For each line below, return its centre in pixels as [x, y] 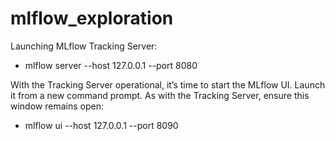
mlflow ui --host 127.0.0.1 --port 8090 [101, 125]
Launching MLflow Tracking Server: [84, 46]
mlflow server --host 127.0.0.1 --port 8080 [111, 65]
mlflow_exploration [92, 18]
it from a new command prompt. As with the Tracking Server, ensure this [160, 95]
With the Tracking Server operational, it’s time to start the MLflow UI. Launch [168, 84]
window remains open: [57, 106]
